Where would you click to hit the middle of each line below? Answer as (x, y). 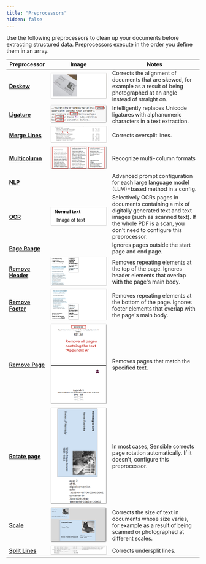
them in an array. (28, 51)
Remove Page (27, 365)
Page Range (25, 248)
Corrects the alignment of (144, 73)
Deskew (20, 87)
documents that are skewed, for (152, 80)
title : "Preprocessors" (37, 13)
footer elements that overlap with (154, 308)
